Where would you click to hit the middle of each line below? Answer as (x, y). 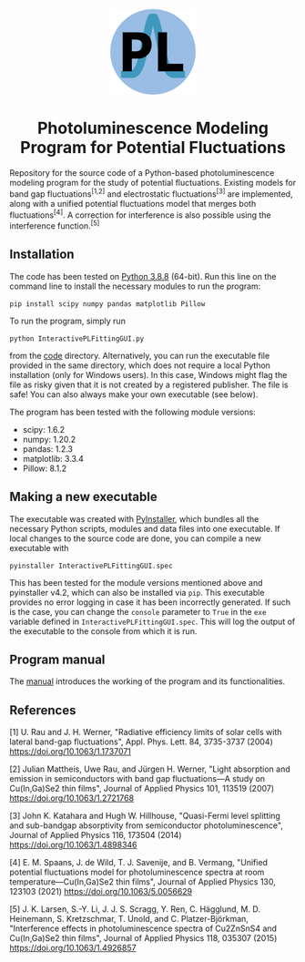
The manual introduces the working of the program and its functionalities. (147, 681)
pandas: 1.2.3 (48, 449)
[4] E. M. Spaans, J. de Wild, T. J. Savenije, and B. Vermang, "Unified (139, 863)
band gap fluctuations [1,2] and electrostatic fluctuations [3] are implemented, (151, 193)
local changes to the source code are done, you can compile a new (135, 538)
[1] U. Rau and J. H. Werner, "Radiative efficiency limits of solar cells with (146, 732)
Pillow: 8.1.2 (44, 468)
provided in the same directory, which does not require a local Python (140, 365)
